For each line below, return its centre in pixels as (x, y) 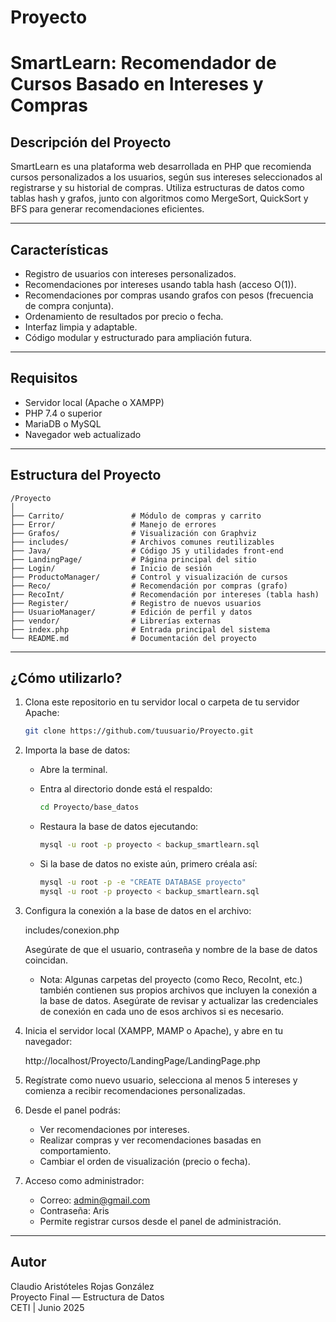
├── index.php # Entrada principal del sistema (140, 629)
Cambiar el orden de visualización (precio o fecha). (145, 1161)
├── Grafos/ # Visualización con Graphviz (133, 533)
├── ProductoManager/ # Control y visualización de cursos (149, 577)
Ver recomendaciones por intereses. (114, 1129)
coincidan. (46, 960)
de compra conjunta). (69, 305)
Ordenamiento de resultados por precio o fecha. (124, 316)
